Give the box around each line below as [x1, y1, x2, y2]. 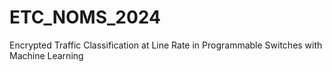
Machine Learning [9, 49, 84, 61]
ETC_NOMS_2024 [9, 6, 162, 29]
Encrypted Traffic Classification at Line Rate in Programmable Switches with [9, 39, 323, 51]
